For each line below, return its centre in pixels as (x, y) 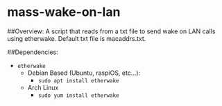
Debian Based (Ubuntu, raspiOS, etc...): (84, 73)
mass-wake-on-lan (64, 12)
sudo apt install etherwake (78, 80)
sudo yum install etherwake (78, 95)
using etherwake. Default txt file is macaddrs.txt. (77, 38)
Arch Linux (43, 87)
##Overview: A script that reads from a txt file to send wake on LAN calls (111, 31)
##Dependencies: (33, 52)
